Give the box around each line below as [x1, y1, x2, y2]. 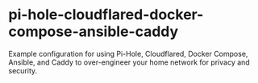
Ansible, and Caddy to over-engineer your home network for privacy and [8, 57, 250, 67]
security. [8, 65, 38, 75]
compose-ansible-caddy [8, 22, 179, 41]
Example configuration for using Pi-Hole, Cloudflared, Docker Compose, [8, 49, 248, 58]
